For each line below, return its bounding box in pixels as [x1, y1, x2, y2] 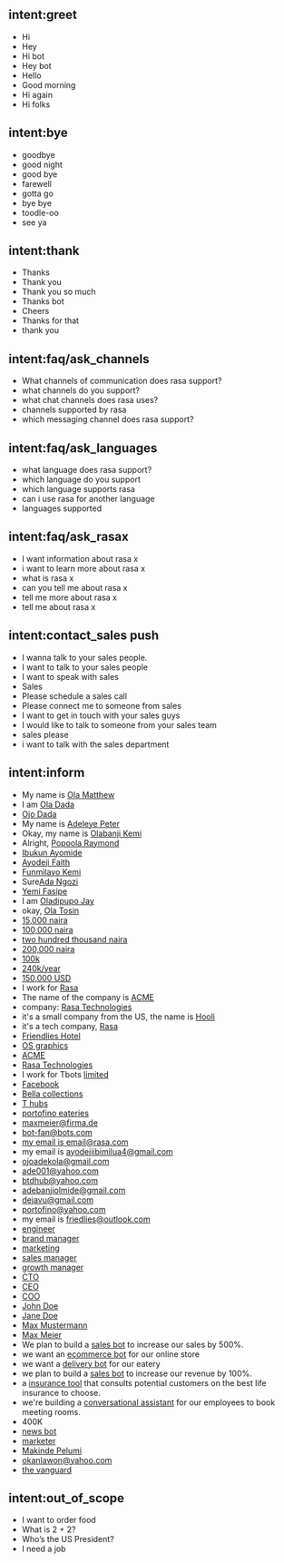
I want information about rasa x [21, 553, 139, 564]
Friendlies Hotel [21, 1030, 81, 1041]
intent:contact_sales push [8, 628, 160, 644]
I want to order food [21, 1515, 96, 1526]
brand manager [21, 1233, 80, 1244]
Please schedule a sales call [21, 690, 128, 702]
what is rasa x [21, 572, 74, 584]
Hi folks [21, 99, 51, 110]
